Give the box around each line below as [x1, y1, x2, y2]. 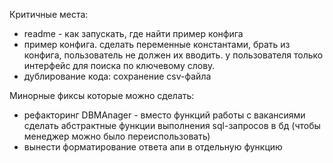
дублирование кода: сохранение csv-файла [23, 70, 212, 82]
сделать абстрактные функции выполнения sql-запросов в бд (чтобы [23, 120, 321, 131]
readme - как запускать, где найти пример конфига [23, 28, 244, 39]
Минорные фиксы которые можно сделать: [9, 90, 195, 101]
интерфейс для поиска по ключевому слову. [23, 60, 216, 71]
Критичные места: [9, 9, 89, 20]
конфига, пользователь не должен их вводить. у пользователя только [23, 49, 324, 61]
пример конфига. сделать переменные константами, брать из [23, 39, 291, 50]
